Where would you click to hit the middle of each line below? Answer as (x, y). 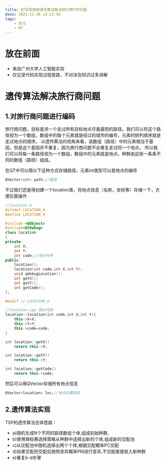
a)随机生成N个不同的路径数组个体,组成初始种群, (61, 433)
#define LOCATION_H (25, 214)
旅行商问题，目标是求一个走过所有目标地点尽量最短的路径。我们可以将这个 (81, 129)
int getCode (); (30, 288)
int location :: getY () (27, 355)
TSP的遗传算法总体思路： (31, 422)
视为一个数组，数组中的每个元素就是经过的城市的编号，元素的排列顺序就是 (85, 135)
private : (14, 242)
